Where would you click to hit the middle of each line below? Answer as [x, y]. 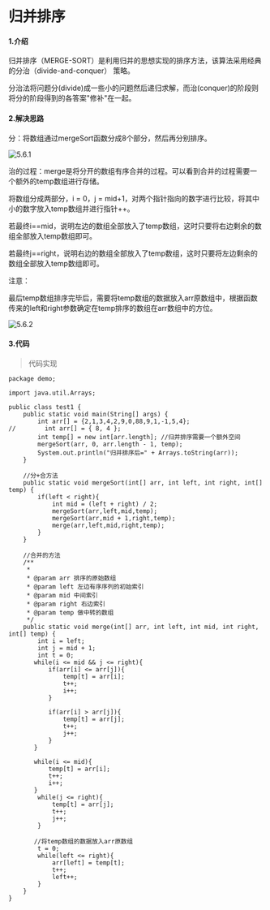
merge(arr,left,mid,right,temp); [108, 525]
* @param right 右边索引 [66, 604]
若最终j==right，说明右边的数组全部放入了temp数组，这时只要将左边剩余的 [133, 253]
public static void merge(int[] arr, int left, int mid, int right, [141, 627]
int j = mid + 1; [66, 648]
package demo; [32, 378]
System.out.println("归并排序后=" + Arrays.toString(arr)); [138, 453]
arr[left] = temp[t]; [88, 863]
